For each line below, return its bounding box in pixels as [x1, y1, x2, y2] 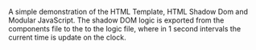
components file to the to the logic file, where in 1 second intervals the [8, 24, 242, 33]
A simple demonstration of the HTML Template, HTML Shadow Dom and [8, 7, 248, 16]
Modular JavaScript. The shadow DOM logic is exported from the [8, 15, 225, 25]
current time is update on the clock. [8, 32, 126, 42]
